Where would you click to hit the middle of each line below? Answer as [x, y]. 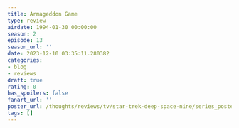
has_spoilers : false [38, 93]
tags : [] [20, 113]
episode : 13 [25, 41]
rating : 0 [22, 87]
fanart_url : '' [30, 100]
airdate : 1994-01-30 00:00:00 [52, 27]
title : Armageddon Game [43, 14]
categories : [25, 60]
